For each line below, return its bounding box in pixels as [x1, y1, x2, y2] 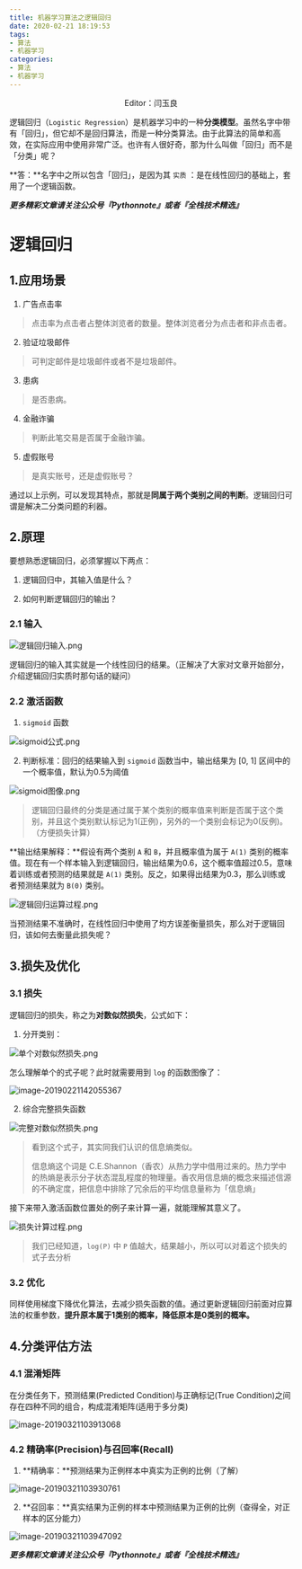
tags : [9, 30, 30, 39]
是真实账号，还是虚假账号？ [31, 470, 135, 481]
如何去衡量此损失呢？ [32, 929, 112, 940]
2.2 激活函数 [9, 695, 64, 707]
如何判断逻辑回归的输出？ [22, 593, 118, 604]
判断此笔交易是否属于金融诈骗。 [31, 432, 150, 443]
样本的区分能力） [22, 1513, 86, 1524]
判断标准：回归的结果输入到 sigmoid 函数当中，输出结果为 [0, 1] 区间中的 [22, 756, 291, 767]
